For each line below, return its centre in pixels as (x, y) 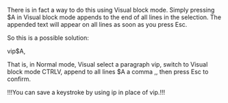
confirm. (19, 79)
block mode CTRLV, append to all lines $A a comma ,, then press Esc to (108, 72)
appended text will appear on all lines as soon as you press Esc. (97, 24)
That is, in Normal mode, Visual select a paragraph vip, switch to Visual (107, 64)
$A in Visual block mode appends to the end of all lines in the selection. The (114, 17)
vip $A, (16, 51)
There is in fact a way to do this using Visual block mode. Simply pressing (111, 10)
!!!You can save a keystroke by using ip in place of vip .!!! (86, 92)
